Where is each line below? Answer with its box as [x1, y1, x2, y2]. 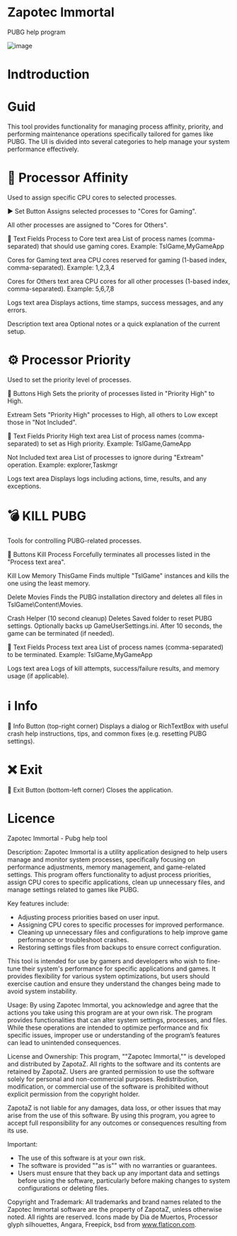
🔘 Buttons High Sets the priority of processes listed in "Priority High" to [7, 389, 215, 397]
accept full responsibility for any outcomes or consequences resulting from [7, 1118, 227, 1127]
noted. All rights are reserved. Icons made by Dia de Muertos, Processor [7, 1213, 218, 1221]
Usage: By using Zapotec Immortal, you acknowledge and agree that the [7, 1000, 219, 1009]
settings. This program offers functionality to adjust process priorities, [7, 870, 212, 878]
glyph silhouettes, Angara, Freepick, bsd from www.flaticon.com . [7, 1220, 197, 1228]
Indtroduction [7, 67, 90, 82]
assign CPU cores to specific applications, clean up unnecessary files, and [7, 878, 225, 886]
